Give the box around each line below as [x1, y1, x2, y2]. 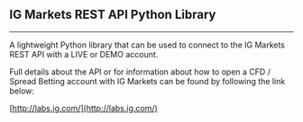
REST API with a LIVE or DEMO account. [9, 48, 159, 59]
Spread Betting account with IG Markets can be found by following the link [9, 75, 286, 86]
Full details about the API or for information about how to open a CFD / [9, 66, 271, 77]
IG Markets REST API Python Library [9, 7, 216, 22]
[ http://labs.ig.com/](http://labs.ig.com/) [9, 102, 158, 113]
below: [9, 85, 34, 96]
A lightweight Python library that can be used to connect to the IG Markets [9, 39, 286, 50]
